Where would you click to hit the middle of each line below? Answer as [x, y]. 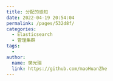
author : [16, 57]
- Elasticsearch [32, 35]
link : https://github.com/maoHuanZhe [60, 69]
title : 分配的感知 [27, 12]
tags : [13, 46]
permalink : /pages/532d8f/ [40, 23]
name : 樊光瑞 [27, 63]
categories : [21, 29]
